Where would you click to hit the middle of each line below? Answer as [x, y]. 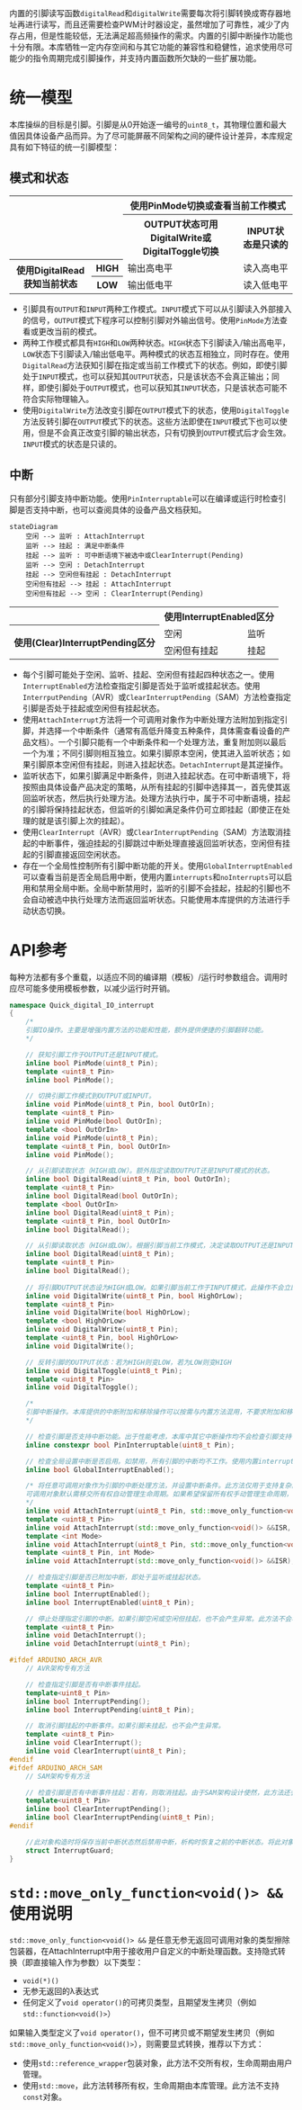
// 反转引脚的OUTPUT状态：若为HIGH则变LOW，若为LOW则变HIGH [129, 1362]
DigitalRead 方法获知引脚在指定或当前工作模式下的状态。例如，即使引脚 [155, 365]
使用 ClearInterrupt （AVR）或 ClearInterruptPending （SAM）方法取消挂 [157, 831]
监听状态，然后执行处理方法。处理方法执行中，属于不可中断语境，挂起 [160, 798]
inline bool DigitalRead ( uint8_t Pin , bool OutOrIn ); [128, 1180]
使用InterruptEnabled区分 [219, 616]
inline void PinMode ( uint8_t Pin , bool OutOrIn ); [120, 1105]
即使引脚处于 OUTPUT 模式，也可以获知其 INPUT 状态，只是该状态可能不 [163, 387]
